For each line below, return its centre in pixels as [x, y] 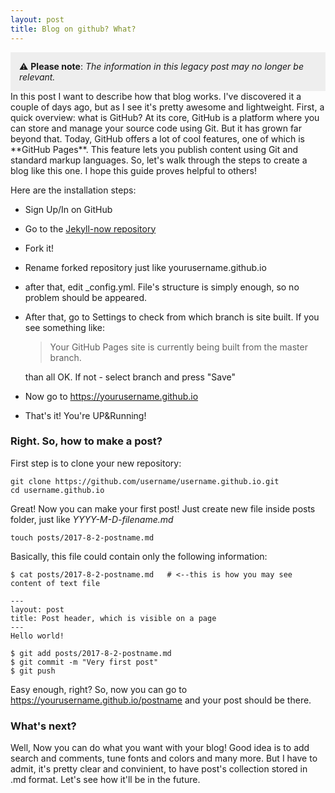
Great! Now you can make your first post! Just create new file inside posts [163, 508]
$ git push [33, 671]
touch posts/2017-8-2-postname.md [82, 537]
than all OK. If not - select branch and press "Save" [130, 377]
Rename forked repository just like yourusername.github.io [145, 267]
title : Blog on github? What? [73, 29]
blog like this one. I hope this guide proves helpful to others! [133, 170]
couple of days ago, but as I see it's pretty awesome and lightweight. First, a [167, 107]
